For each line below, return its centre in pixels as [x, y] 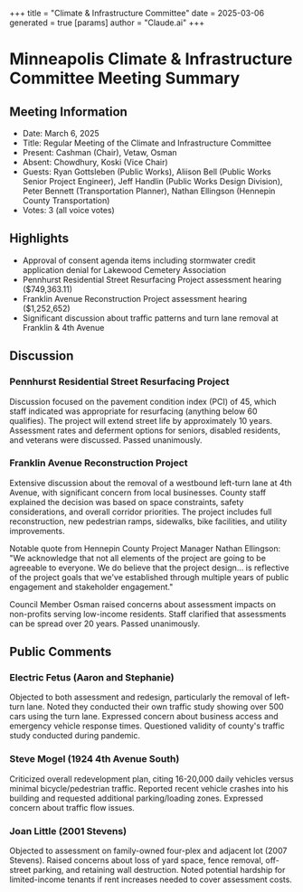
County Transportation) [66, 201]
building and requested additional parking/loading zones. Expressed [137, 798]
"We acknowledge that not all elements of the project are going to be [138, 558]
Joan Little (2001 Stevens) [68, 831]
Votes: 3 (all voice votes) [68, 210]
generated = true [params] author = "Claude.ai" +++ [107, 23]
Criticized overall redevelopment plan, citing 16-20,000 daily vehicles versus [151, 779]
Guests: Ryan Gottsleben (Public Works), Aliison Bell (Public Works [147, 172]
